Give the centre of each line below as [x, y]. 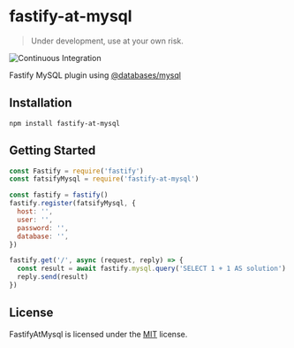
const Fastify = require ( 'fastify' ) [76, 171]
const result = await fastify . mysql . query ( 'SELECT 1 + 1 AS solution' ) [152, 269]
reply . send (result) [53, 277]
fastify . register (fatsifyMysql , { [73, 204]
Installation [41, 103]
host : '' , [35, 212]
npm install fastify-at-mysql [65, 123]
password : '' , [43, 228]
